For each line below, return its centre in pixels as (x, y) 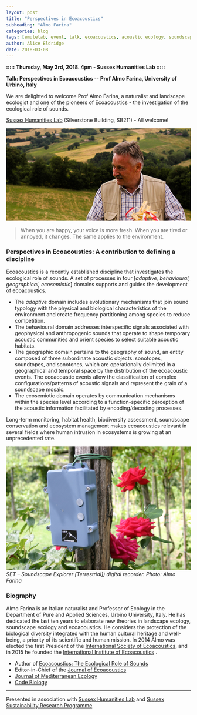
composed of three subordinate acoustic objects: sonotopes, (88, 358)
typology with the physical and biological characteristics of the (90, 308)
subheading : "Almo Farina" (39, 25)
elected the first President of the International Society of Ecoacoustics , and (97, 646)
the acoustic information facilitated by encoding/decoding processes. (98, 408)
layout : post (22, 12)
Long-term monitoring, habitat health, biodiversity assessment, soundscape (98, 420)
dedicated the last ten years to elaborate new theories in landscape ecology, (98, 621)
